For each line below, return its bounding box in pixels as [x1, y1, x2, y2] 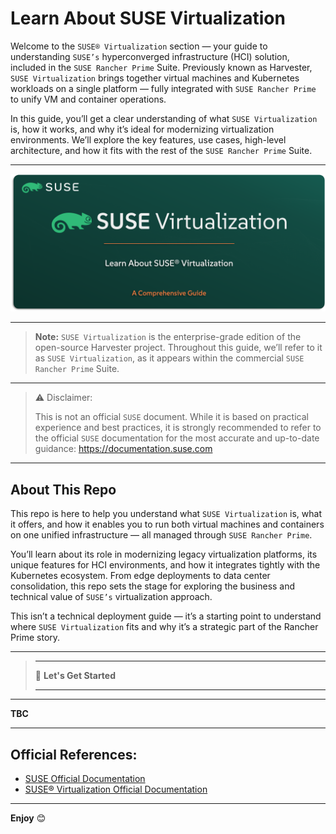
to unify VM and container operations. [10, 93, 167, 105]
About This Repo [10, 481, 117, 498]
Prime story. [10, 632, 61, 644]
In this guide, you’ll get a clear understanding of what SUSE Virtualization [10, 112, 318, 124]
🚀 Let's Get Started [34, 670, 117, 682]
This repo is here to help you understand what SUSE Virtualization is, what [10, 508, 323, 520]
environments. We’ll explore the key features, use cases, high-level [10, 133, 287, 146]
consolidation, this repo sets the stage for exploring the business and [10, 580, 296, 592]
